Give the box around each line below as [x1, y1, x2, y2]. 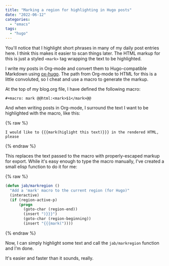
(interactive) [10, 193, 39, 198]
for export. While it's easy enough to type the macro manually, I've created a [5, 158, 164, 164]
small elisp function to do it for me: [5, 164, 77, 170]
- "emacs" [10, 21, 30, 27]
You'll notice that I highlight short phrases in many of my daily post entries [5, 45, 159, 51]
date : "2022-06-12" [5, 12, 46, 17]
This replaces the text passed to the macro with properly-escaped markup [5, 153, 160, 159]
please [5, 134, 19, 139]
